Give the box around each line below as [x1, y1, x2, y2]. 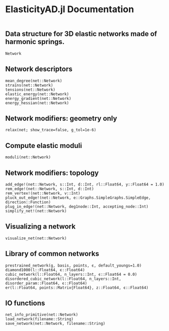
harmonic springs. [5, 38, 65, 46]
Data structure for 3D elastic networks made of [5, 29, 157, 39]
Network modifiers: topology [5, 168, 99, 177]
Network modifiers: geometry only [5, 114, 118, 123]
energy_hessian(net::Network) [5, 100, 70, 105]
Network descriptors [5, 65, 73, 73]
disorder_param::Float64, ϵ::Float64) [5, 280, 87, 286]
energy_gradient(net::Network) [5, 96, 72, 101]
